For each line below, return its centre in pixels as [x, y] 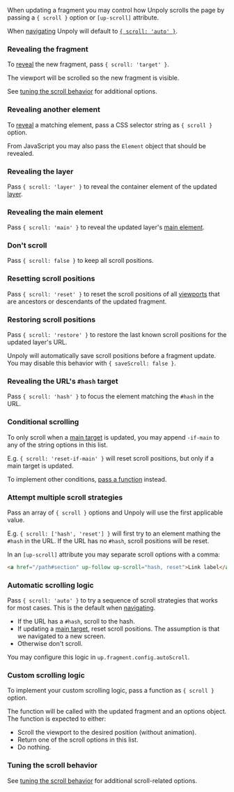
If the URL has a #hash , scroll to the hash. [76, 621]
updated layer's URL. [37, 343]
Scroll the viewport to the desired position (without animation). [107, 733]
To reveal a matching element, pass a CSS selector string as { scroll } [110, 124]
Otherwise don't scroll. [50, 644]
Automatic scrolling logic [50, 585]
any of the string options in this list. [57, 445]
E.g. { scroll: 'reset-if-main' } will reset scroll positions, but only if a [111, 458]
